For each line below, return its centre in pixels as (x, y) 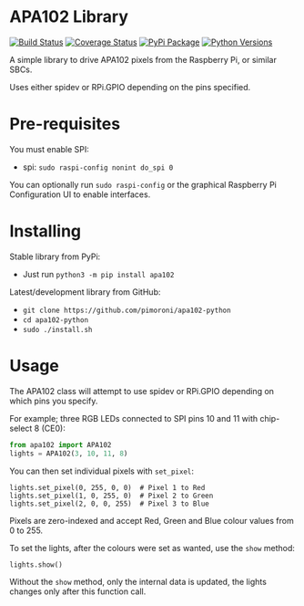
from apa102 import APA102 (61, 444)
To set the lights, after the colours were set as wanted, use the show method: (152, 548)
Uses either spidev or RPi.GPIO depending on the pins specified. (130, 87)
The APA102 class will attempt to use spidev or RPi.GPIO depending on (142, 391)
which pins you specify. (54, 401)
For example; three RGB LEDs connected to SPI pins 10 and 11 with (133, 418)
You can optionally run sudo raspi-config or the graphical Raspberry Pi (143, 184)
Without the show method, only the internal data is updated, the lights (138, 582)
